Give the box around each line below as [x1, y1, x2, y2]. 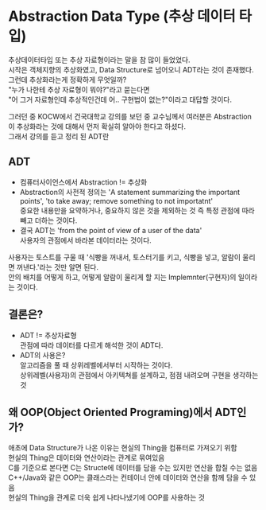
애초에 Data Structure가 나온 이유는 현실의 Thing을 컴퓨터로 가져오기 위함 [8, 443, 237, 453]
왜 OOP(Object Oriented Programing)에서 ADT [8, 405, 237, 419]
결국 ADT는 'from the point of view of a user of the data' [19, 225, 202, 235]
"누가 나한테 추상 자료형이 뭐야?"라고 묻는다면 [8, 84, 150, 94]
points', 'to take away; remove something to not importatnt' [19, 196, 213, 205]
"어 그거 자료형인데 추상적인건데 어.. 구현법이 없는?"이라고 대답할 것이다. [8, 95, 233, 104]
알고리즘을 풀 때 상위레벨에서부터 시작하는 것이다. [19, 360, 173, 370]
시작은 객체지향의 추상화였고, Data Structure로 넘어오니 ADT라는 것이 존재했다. [8, 64, 254, 74]
